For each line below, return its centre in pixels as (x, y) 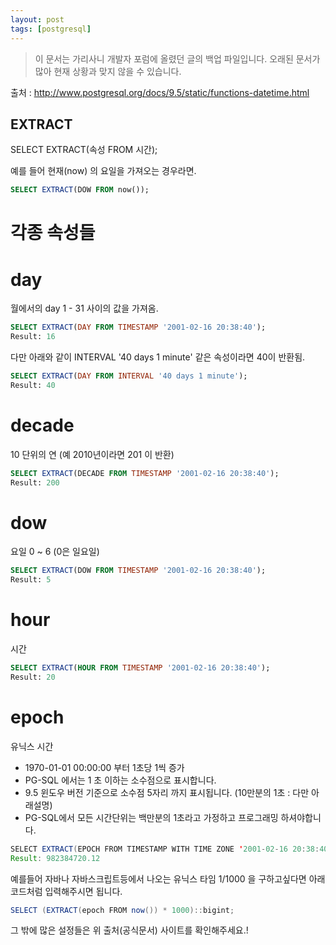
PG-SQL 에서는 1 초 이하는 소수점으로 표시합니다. (120, 780)
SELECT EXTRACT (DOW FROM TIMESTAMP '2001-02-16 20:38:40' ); (138, 571)
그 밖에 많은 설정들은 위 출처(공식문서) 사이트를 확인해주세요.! (129, 930)
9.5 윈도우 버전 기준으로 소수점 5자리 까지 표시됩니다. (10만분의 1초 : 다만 (167, 792)
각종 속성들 (53, 233)
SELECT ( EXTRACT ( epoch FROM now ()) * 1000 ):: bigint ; (122, 910)
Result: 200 (35, 482)
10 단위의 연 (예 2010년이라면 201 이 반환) (92, 454)
